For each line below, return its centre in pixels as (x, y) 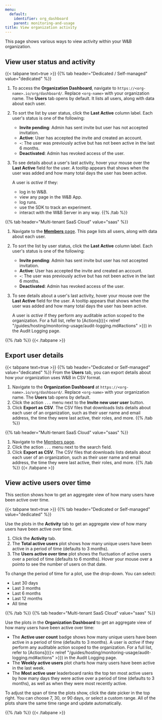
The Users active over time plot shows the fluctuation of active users (81, 553)
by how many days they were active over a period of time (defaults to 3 (83, 678)
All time (20, 603)
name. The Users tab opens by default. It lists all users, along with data (83, 98)
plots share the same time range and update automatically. (64, 703)
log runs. (28, 202)
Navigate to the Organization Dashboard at (56, 387)
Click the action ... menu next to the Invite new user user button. (78, 402)
